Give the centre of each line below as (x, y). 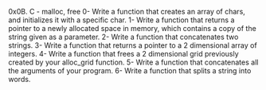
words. (20, 79)
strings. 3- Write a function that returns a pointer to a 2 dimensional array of (133, 45)
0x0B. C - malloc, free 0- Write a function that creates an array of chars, (127, 12)
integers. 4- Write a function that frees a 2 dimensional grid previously (123, 54)
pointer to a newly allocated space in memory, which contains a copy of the (132, 28)
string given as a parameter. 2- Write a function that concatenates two (123, 37)
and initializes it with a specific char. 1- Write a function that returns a (121, 20)
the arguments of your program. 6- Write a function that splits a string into (130, 70)
